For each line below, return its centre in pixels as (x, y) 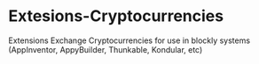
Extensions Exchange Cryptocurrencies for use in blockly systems (129, 40)
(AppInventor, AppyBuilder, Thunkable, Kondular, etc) (106, 49)
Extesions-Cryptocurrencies (116, 16)
